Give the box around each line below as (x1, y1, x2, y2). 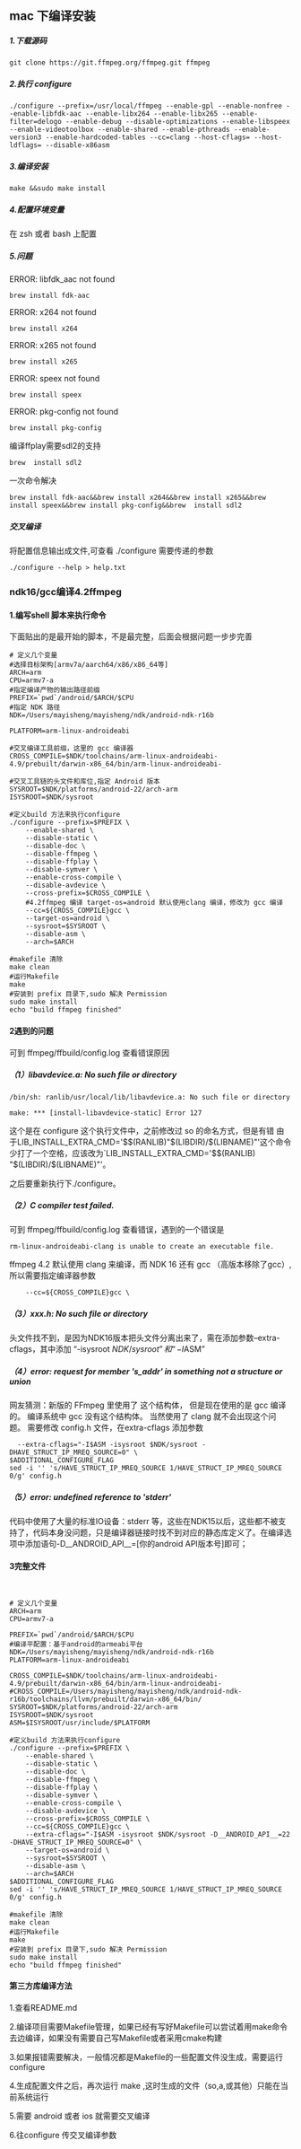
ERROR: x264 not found (9, 307, 97, 318)
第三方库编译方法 (9, 1980, 73, 1991)
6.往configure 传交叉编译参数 (9, 2129, 117, 2140)
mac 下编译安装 (9, 8, 96, 24)
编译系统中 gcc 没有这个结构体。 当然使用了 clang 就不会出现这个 (26, 1411, 269, 1422)
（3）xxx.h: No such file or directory (9, 1309, 149, 1320)
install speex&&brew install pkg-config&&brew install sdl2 (9, 501, 243, 510)
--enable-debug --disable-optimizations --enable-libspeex (65, 118, 291, 127)
